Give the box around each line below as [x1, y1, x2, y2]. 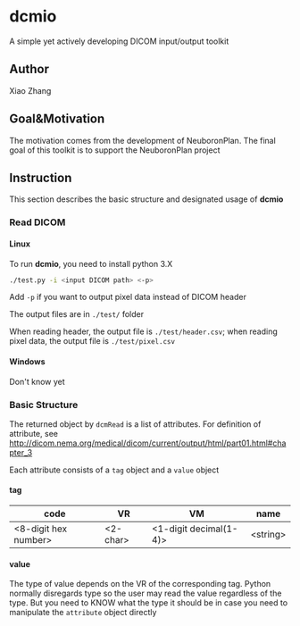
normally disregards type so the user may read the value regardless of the [9, 588, 282, 599]
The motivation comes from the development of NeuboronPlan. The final [9, 135, 277, 146]
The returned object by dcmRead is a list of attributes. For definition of [9, 418, 262, 430]
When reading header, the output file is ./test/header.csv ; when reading [9, 326, 279, 337]
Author [9, 62, 49, 77]
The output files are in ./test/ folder [9, 309, 145, 320]
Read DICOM [9, 216, 66, 229]
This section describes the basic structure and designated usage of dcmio [9, 194, 284, 204]
